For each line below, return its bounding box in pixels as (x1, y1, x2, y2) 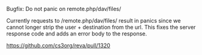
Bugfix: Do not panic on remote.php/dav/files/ (6, 5, 121, 12)
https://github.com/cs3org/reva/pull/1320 (6, 42, 111, 49)
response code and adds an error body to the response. (6, 30, 148, 37)
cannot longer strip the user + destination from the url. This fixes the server (6, 24, 197, 31)
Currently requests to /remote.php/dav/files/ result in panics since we (6, 17, 181, 24)
